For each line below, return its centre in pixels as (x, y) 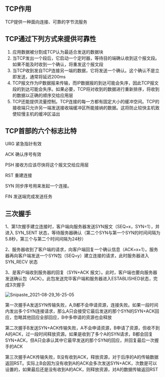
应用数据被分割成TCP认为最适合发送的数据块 (58, 52)
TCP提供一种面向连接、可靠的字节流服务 (46, 22)
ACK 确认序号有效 (23, 154)
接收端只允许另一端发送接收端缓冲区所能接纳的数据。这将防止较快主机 (84, 108)
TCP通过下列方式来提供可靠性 (51, 39)
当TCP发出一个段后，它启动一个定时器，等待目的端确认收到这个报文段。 (86, 58)
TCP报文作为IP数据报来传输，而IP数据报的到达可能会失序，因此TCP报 (83, 83)
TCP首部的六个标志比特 (41, 131)
